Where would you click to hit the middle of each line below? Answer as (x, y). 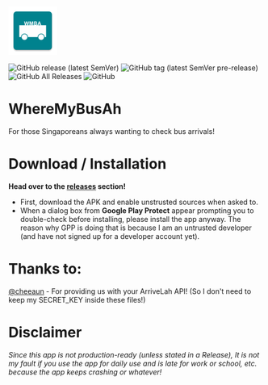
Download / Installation (88, 164)
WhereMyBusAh (65, 109)
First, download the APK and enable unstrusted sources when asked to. (139, 202)
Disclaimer (45, 333)
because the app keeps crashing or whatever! (85, 372)
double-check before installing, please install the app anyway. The (130, 219)
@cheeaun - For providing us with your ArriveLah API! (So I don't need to (130, 291)
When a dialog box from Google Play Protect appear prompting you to (137, 210)
